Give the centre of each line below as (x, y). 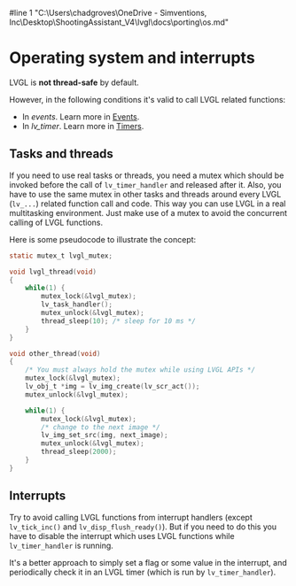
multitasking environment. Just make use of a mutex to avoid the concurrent (148, 212)
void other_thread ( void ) (55, 353)
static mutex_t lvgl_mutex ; (61, 256)
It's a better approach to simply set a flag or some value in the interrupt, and (148, 562)
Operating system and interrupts (132, 58)
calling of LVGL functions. (56, 222)
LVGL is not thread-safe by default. (74, 82)
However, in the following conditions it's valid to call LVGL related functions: (148, 99)
